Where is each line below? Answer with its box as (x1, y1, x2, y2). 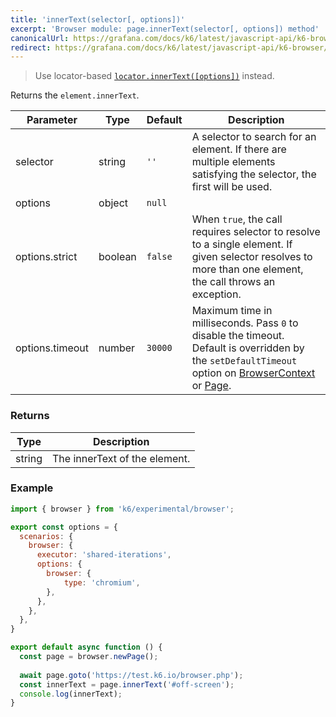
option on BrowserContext (191, 366, 316, 380)
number (98, 341, 136, 355)
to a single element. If (191, 237, 293, 251)
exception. (191, 287, 242, 301)
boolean (98, 250, 137, 264)
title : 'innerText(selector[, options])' (10, 14, 186, 25)
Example (10, 481, 54, 495)
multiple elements (191, 155, 276, 169)
